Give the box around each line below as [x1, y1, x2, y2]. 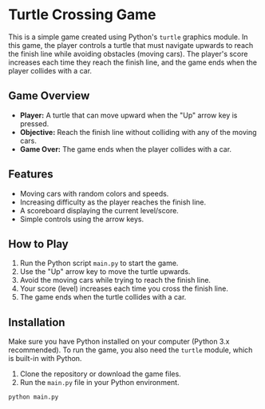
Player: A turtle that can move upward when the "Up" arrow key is [19, 110, 238, 120]
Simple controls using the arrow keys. [19, 214, 144, 224]
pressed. [19, 118, 49, 129]
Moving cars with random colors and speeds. [19, 189, 169, 198]
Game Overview [8, 89, 90, 103]
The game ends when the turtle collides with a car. [19, 292, 187, 302]
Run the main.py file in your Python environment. [19, 378, 180, 387]
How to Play [8, 237, 69, 251]
